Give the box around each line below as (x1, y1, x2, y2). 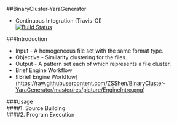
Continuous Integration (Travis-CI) (15, 17, 103, 24)
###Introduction (6, 35, 48, 42)
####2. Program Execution (6, 111, 75, 118)
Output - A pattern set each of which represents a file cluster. (15, 60, 171, 67)
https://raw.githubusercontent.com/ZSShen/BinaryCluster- (17, 79, 166, 87)
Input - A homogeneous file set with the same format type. (15, 47, 164, 54)
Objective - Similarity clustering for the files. (15, 54, 127, 60)
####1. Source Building (6, 104, 66, 112)
